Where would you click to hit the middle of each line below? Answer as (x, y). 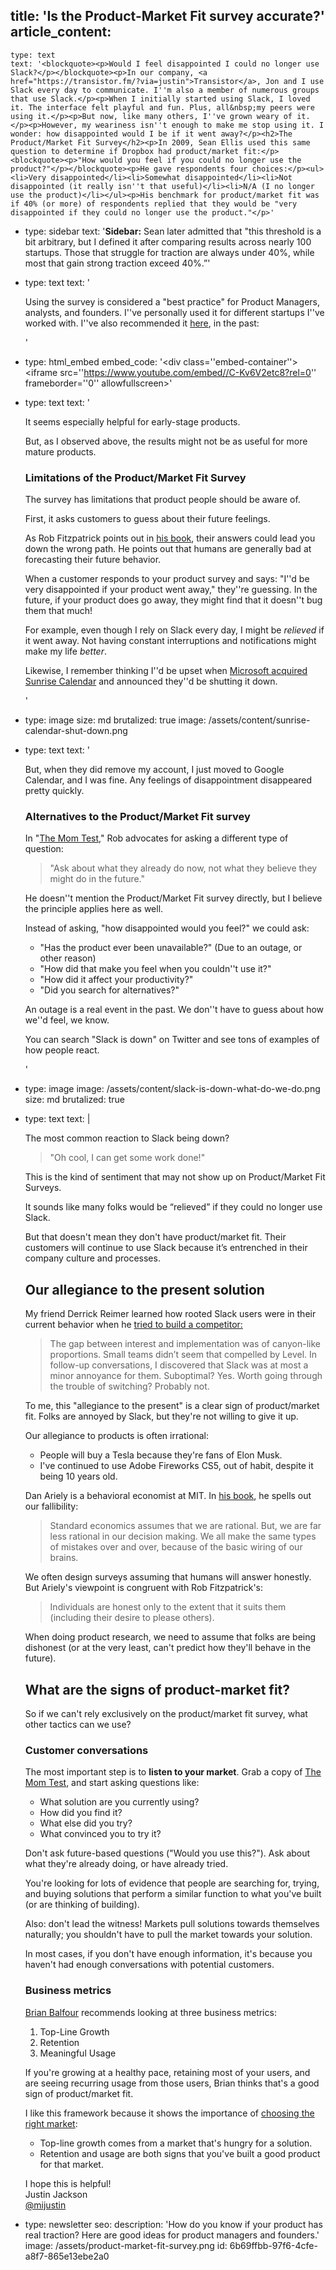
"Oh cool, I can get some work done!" (127, 1158)
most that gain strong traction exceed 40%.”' (117, 263)
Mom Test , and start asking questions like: (112, 1783)
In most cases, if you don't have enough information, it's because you (168, 1954)
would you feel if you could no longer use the (200, 160)
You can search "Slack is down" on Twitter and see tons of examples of (172, 1040)
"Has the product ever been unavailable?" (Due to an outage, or (171, 948)
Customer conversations (86, 1750)
